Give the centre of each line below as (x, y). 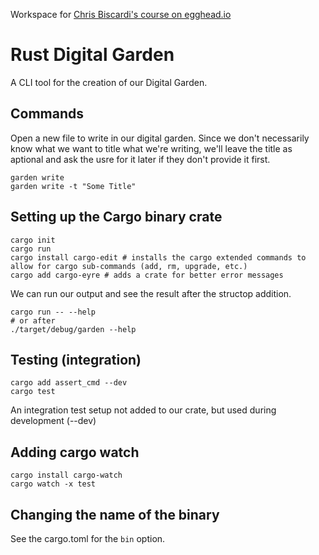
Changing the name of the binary (115, 514)
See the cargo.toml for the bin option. (88, 538)
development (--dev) (53, 421)
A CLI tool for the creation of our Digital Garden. (109, 82)
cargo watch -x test (53, 484)
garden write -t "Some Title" (73, 186)
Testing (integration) (76, 359)
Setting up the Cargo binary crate (116, 217)
